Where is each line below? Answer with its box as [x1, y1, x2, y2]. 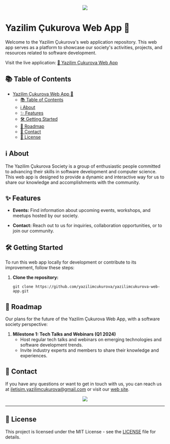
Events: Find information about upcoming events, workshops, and [12, 207, 151, 213]
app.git [12, 289, 29, 294]
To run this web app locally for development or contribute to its [5, 259, 137, 266]
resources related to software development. [5, 50, 97, 56]
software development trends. [20, 342, 83, 348]
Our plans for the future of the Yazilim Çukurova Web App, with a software [5, 316, 160, 322]
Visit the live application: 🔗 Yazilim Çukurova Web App [5, 59, 118, 65]
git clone [12, 284, 34, 289]
